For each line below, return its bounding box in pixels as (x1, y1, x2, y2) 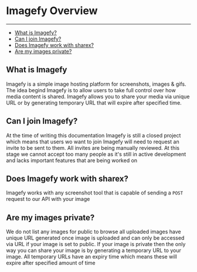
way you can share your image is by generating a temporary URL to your (6, 247, 182, 254)
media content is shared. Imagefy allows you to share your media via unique (6, 93, 190, 100)
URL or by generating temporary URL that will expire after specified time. (6, 99, 182, 106)
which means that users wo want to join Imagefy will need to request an (6, 138, 180, 145)
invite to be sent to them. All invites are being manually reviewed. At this (6, 144, 180, 151)
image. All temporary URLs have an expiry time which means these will (6, 253, 177, 260)
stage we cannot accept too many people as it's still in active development (6, 150, 186, 157)
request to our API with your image (6, 196, 90, 203)
